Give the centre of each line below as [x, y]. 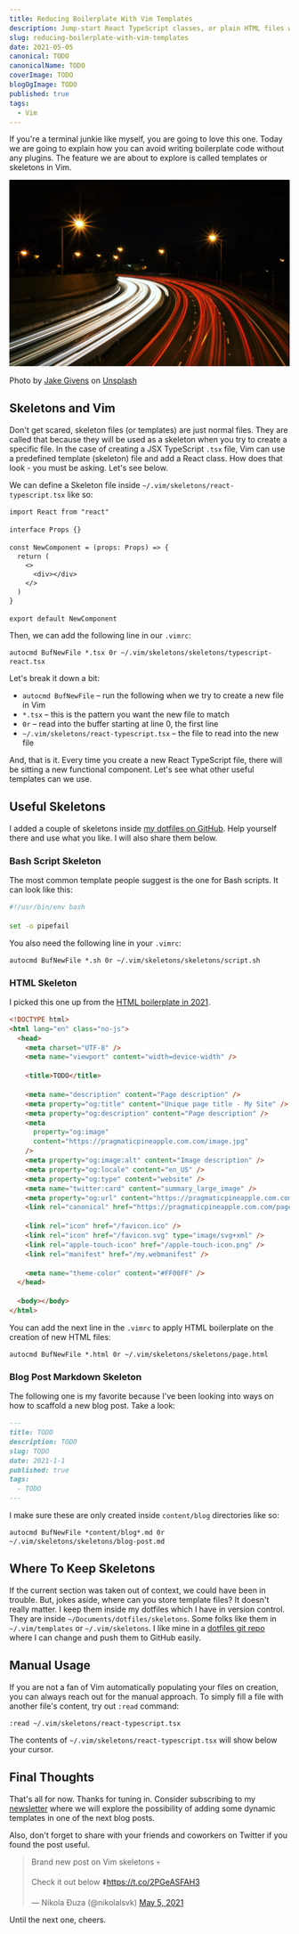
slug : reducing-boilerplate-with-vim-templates [99, 37]
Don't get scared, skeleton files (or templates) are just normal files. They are [149, 430]
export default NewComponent [63, 619]
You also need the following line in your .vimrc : [96, 943]
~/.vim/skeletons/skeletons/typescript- [197, 653]
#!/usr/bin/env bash [48, 907]
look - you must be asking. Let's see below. [89, 467]
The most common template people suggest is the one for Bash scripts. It [144, 880]
